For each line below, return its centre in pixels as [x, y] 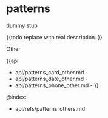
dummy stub [22, 25]
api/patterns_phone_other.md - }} [57, 85]
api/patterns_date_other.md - [51, 79]
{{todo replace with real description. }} [55, 37]
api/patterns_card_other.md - [52, 72]
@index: [17, 97]
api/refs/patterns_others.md [50, 108]
